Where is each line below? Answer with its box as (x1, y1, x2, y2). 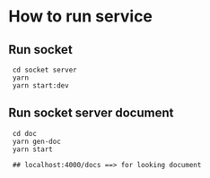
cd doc (12, 129, 38, 138)
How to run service (8, 6, 153, 27)
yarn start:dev (12, 81, 69, 90)
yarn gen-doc (12, 137, 62, 146)
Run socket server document (8, 106, 174, 121)
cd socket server (12, 65, 77, 74)
